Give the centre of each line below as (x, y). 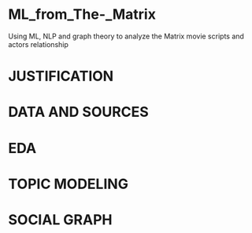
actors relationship (39, 44)
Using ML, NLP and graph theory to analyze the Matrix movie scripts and (126, 36)
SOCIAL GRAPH (60, 219)
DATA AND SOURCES (79, 112)
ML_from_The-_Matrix (82, 15)
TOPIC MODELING (68, 184)
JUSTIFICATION (61, 76)
